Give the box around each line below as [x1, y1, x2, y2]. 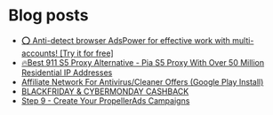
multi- [231, 34, 254, 45]
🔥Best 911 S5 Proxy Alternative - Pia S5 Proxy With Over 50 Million [20, 57, 265, 67]
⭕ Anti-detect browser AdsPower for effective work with [20, 34, 230, 45]
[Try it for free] [60, 48, 114, 58]
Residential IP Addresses [20, 67, 113, 78]
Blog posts [8, 5, 89, 26]
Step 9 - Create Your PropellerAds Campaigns [20, 95, 190, 106]
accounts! [20, 48, 59, 58]
